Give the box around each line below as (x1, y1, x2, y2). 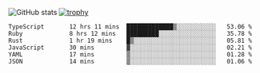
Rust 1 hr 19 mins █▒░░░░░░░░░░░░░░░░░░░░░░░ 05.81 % (8, 36, 252, 44)
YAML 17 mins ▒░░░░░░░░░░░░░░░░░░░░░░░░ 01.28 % (8, 51, 252, 59)
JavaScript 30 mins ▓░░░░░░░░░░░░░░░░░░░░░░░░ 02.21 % (8, 44, 252, 52)
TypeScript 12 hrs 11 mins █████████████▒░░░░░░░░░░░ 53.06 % (8, 23, 252, 31)
